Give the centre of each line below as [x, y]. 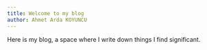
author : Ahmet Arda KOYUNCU [47, 20]
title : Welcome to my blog [46, 13]
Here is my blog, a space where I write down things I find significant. [104, 39]
